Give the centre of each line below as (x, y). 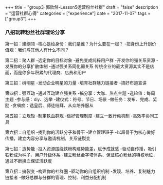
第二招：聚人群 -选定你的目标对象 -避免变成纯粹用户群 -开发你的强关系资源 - (82, 61)
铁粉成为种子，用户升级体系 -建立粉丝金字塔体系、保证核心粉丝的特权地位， (81, 155)
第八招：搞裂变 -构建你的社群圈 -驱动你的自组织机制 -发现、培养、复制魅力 (80, 171)
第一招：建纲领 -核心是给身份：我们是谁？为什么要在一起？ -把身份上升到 (79, 44)
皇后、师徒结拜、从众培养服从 (64, 105)
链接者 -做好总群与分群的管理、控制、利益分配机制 (56, 178)
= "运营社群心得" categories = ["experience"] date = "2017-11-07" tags (76, 13)
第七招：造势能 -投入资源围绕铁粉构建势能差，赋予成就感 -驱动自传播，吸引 (81, 149)
